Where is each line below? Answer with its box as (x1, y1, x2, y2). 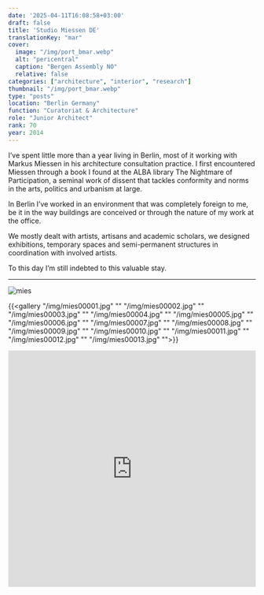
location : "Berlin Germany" (8, 99, 101, 107)
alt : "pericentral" (15, 56, 79, 64)
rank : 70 (8, 121, 37, 129)
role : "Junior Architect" (8, 114, 93, 122)
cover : (8, 41, 30, 49)
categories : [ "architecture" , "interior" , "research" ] (8, 77, 192, 85)
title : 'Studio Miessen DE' (8, 26, 101, 34)
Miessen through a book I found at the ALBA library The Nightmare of (8, 167, 233, 177)
